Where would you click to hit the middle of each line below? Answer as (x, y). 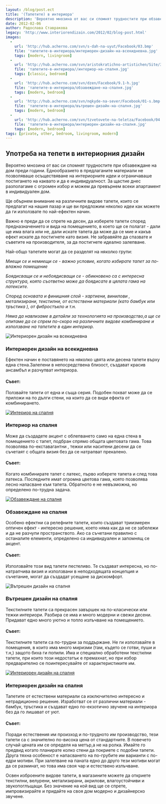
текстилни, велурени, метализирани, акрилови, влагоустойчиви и (75, 780)
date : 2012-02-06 (23, 23)
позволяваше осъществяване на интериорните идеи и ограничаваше (79, 176)
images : (14, 37)
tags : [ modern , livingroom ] (43, 55)
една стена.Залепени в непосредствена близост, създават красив (76, 365)
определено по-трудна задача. (38, 490)
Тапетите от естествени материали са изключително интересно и (75, 696)
